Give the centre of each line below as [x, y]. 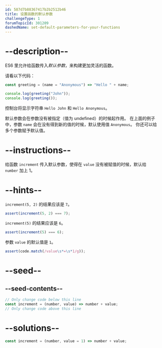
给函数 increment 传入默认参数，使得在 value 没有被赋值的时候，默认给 [76, 164]
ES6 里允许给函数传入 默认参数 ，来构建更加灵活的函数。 [61, 65]
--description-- [37, 52]
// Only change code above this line [43, 309]
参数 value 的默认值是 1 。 [30, 242]
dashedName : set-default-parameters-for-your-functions [63, 28]
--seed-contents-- [34, 288]
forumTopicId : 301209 [27, 23]
